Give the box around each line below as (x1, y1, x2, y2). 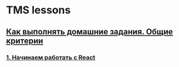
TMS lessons (6, 3, 71, 17)
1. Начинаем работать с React (6, 53, 96, 61)
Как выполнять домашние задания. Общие (6, 27, 173, 37)
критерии (6, 36, 43, 45)
